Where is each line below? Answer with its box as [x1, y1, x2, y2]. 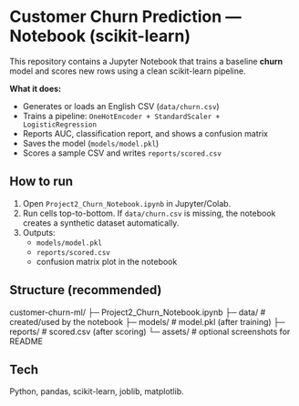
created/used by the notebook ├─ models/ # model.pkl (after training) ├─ [9, 316, 285, 327]
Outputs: [22, 227, 57, 238]
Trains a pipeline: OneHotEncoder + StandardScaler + [22, 110, 221, 121]
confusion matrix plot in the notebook [36, 256, 178, 267]
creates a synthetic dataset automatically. [22, 217, 180, 228]
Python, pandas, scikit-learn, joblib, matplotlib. [9, 386, 184, 397]
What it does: [9, 83, 62, 94]
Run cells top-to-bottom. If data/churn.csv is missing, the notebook [22, 208, 276, 218]
